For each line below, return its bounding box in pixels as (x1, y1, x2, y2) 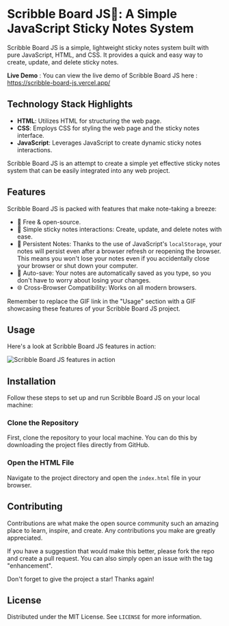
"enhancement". (7, 562, 53, 570)
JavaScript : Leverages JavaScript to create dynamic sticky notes (16, 139, 202, 147)
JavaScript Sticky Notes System (7, 21, 194, 36)
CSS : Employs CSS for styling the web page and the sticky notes (16, 123, 200, 132)
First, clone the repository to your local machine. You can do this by (7, 433, 198, 442)
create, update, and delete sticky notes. (7, 58, 119, 66)
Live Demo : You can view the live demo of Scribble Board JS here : (7, 71, 198, 80)
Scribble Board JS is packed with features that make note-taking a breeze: (7, 204, 217, 213)
